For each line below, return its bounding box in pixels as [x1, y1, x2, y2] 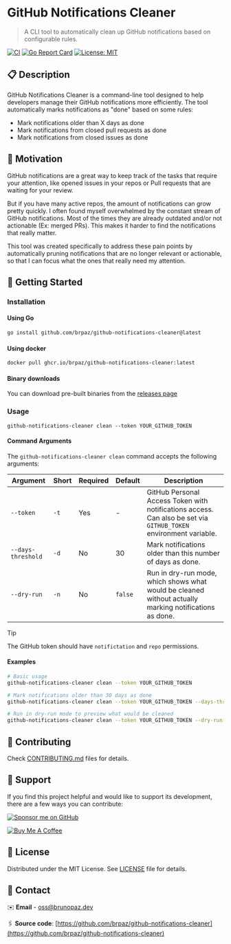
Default [115, 476, 140, 485]
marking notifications [146, 602, 215, 612]
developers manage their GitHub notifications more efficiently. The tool [7, 98, 208, 106]
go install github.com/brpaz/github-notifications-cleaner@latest [7, 329, 201, 336]
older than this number [146, 548, 220, 558]
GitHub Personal [146, 487, 200, 496]
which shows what [146, 576, 208, 586]
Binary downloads [7, 374, 60, 382]
